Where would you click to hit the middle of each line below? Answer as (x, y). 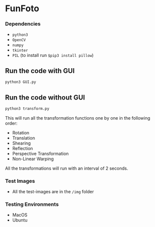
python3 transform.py (27, 108)
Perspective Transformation (40, 153)
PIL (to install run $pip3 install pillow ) (53, 55)
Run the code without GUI (45, 97)
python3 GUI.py (21, 82)
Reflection (23, 148)
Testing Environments (32, 204)
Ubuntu (20, 220)
